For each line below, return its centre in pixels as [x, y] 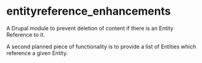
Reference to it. [26, 34]
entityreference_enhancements [89, 11]
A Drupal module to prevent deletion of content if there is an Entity [90, 28]
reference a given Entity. [37, 53]
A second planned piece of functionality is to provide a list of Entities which [101, 46]
